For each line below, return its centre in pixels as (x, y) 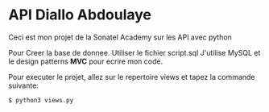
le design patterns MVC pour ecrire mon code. (86, 61)
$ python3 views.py (41, 100)
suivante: (23, 85)
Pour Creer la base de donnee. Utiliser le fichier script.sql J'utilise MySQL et (134, 52)
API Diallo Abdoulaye (80, 15)
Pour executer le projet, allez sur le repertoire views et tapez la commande (132, 77)
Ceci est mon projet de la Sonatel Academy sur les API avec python (120, 37)
